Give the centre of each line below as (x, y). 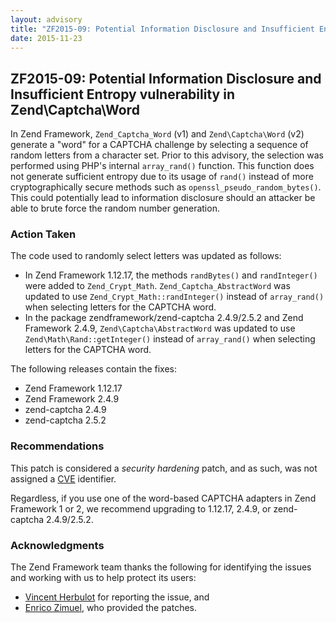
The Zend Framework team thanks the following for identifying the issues (161, 567)
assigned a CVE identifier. (63, 478)
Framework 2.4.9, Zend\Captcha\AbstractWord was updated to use (160, 328)
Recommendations (57, 446)
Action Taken (43, 234)
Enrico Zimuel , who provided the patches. (111, 608)
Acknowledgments (57, 545)
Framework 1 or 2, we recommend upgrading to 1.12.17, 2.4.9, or (141, 508)
